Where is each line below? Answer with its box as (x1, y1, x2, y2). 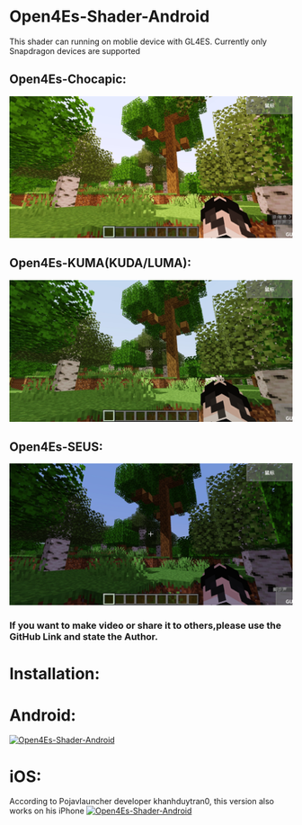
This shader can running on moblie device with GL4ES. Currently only (9, 36, 268, 47)
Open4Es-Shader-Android (9, 6, 210, 27)
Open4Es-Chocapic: (9, 72, 128, 87)
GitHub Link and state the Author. (9, 631, 159, 643)
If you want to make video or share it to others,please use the (9, 619, 281, 632)
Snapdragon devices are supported (9, 45, 141, 56)
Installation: (9, 664, 101, 685)
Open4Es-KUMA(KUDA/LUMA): (9, 256, 191, 271)
